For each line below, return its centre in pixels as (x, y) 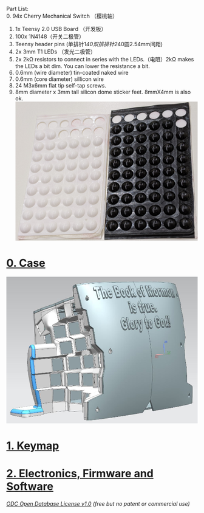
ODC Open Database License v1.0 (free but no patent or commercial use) (98, 503)
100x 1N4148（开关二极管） (50, 36)
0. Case (26, 263)
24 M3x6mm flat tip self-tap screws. (61, 85)
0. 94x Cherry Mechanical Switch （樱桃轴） (62, 16)
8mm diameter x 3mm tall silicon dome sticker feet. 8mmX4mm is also (103, 92)
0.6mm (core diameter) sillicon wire (59, 79)
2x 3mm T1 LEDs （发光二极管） (55, 52)
